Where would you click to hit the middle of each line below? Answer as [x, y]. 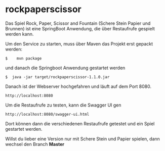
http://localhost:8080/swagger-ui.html [47, 114]
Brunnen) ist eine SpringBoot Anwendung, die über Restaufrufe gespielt [80, 28]
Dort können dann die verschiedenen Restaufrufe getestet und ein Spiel [80, 123]
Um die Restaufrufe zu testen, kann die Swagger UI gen [63, 105]
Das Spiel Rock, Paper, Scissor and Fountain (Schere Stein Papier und [78, 23]
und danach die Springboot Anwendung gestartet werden [65, 68]
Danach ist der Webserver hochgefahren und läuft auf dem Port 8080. [78, 86]
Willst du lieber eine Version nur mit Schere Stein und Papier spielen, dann [83, 139]
